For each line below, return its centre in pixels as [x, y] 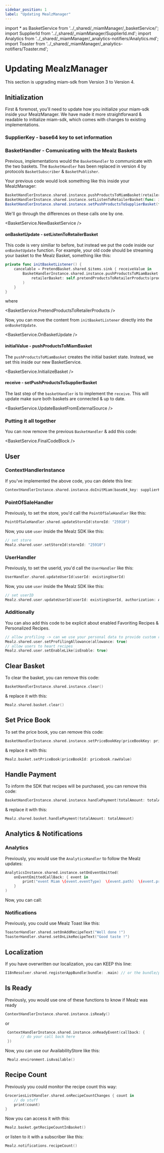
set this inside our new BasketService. [43, 362]
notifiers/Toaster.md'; [27, 49]
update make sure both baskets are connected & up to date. [65, 398]
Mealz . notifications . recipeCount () [41, 1146]
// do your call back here [48, 1037]
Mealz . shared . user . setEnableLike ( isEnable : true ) [57, 651]
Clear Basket [25, 666]
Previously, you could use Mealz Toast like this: [52, 923]
